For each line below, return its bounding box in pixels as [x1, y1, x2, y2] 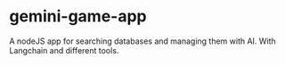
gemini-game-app [9, 6, 147, 27]
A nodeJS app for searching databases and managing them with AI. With [9, 36, 276, 46]
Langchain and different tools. [9, 45, 119, 55]
